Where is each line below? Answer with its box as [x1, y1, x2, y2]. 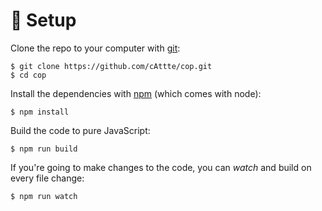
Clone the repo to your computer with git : [10, 42, 181, 54]
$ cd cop [10, 70, 47, 80]
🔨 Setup [10, 9, 77, 32]
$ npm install [10, 107, 70, 117]
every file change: [10, 172, 85, 184]
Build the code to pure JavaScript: [10, 124, 151, 136]
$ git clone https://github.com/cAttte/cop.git [10, 61, 213, 71]
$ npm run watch [10, 191, 78, 201]
